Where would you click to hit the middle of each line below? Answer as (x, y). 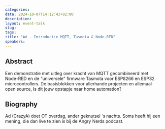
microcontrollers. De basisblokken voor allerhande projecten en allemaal (78, 83)
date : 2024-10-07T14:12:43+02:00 (39, 14)
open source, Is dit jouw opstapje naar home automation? (63, 89)
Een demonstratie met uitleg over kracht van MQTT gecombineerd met (77, 73)
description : (18, 19)
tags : (11, 32)
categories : (17, 10)
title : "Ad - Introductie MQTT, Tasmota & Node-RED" (60, 37)
